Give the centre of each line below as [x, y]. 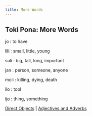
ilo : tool [13, 89]
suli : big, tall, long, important [35, 61]
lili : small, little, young [28, 51]
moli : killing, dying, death [31, 80]
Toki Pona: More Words [42, 30]
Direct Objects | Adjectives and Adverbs [46, 109]
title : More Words [24, 10]
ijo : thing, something [26, 99]
